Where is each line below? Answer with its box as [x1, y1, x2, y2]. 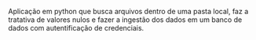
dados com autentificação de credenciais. [8, 24, 144, 32]
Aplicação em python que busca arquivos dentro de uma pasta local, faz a [8, 7, 249, 16]
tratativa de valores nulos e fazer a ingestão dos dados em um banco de [8, 15, 243, 24]
